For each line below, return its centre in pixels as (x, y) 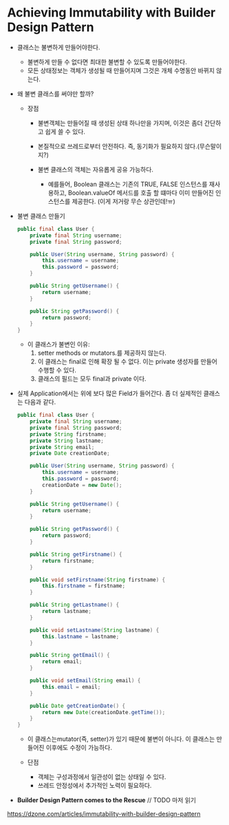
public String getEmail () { (70, 656)
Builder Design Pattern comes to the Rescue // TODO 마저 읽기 (107, 800)
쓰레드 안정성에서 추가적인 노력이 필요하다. (95, 786)
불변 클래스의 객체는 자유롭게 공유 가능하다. (95, 169)
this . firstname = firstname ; (84, 586)
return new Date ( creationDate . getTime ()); (104, 712)
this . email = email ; (72, 687)
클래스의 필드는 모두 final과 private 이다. (92, 379)
